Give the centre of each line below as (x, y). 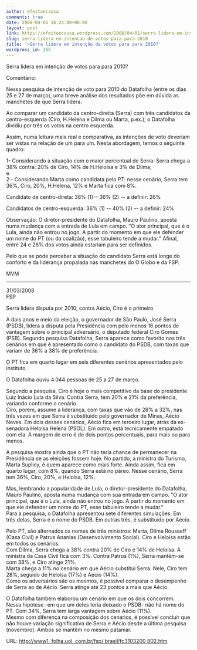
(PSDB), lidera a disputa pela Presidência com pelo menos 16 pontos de (93, 326)
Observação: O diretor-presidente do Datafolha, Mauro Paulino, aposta (91, 219)
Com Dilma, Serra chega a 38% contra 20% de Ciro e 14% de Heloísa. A (93, 550)
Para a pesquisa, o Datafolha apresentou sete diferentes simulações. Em (94, 513)
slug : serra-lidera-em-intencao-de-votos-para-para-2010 (77, 39)
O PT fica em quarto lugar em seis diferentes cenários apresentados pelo (95, 362)
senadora (18, 428)
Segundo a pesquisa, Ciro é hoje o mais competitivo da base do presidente (97, 391)
